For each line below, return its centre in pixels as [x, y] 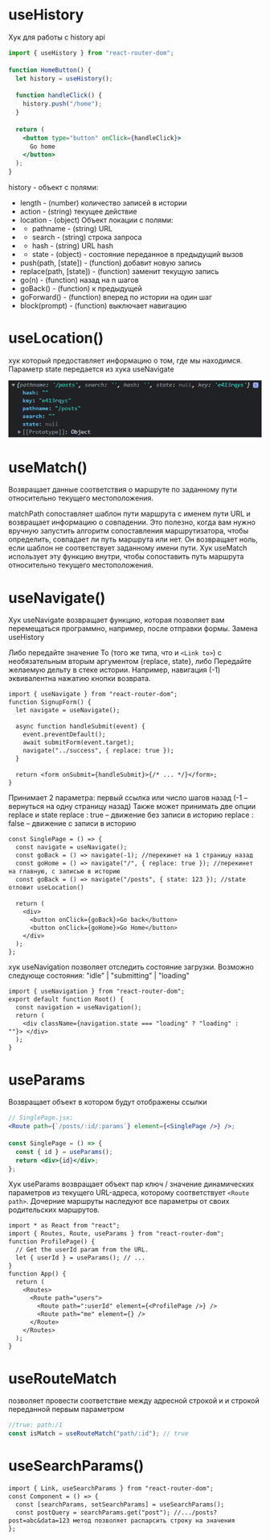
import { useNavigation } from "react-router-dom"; [96, 992]
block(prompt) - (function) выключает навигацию [103, 306]
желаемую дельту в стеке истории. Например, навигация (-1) [115, 670]
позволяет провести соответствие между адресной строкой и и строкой [134, 1401]
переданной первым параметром [66, 1409]
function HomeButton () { [50, 70]
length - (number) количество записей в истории [103, 203]
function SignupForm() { [50, 703]
